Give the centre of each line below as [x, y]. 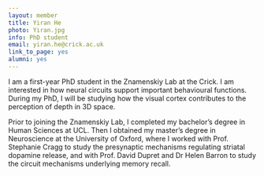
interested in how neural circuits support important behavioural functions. [127, 90]
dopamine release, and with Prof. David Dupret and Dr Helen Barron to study [132, 155]
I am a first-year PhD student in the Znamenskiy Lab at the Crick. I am [121, 81]
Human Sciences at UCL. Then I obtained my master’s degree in [112, 130]
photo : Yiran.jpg [37, 30]
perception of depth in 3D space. [62, 106]
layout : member [33, 15]
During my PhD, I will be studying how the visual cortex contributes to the [127, 98]
